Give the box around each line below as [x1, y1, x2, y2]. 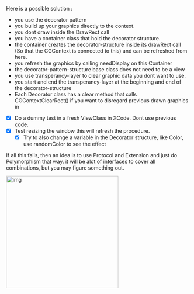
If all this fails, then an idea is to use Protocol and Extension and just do [6, 152, 177, 159]
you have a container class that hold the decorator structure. [14, 35, 161, 41]
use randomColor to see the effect [23, 140, 106, 148]
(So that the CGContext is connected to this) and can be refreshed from [14, 47, 188, 54]
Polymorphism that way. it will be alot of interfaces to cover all [6, 158, 156, 165]
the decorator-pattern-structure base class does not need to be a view [14, 66, 185, 72]
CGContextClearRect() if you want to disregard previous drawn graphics [14, 97, 189, 104]
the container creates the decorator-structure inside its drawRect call [14, 41, 181, 48]
